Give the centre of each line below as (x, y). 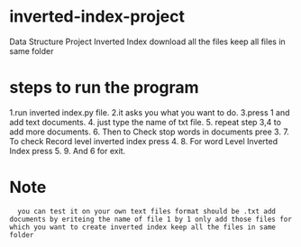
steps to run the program (105, 88)
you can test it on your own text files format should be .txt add (147, 211)
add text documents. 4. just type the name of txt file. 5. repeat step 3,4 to (146, 122)
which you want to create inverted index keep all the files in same (143, 227)
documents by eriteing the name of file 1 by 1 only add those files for (151, 219)
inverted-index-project (97, 17)
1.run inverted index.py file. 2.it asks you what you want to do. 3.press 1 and (150, 112)
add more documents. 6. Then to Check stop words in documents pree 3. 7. (150, 132)
